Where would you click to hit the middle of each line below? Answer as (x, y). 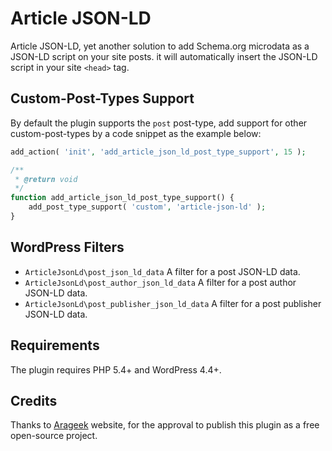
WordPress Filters (67, 247)
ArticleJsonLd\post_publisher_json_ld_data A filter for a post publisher (173, 303)
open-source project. (54, 436)
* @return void (46, 179)
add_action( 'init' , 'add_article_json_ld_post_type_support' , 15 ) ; (158, 152)
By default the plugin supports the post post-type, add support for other (159, 123)
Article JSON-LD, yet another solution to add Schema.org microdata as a (160, 46)
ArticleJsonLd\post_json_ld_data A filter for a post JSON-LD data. (162, 271)
